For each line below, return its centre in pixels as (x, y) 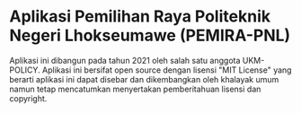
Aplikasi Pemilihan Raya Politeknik (140, 17)
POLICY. (25, 70)
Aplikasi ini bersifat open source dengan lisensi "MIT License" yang (167, 70)
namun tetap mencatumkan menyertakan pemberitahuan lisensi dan (135, 89)
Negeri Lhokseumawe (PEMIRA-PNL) (150, 35)
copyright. (28, 98)
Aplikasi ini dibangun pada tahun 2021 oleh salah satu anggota (125, 60)
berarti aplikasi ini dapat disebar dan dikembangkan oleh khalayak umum (144, 79)
